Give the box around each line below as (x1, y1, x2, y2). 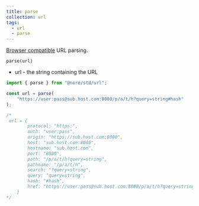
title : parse (6, 8, 38, 15)
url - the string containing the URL (14, 68, 98, 76)
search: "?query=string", (27, 167, 92, 173)
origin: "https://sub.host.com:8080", (27, 134, 123, 140)
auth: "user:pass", (27, 129, 76, 135)
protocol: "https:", (27, 123, 78, 129)
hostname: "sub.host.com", (27, 145, 94, 151)
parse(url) (6, 58, 33, 64)
